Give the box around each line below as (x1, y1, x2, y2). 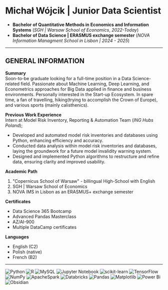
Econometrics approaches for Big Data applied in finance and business (5, 86, 151, 92)
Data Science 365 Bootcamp (12, 208, 71, 214)
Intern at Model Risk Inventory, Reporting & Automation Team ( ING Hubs (5, 117, 154, 123)
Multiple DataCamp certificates (12, 224, 76, 230)
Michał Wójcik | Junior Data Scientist (5, 5, 161, 17)
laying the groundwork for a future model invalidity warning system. (12, 148, 152, 154)
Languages (5, 233, 29, 240)
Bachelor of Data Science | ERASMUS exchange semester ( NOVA (12, 32, 150, 38)
